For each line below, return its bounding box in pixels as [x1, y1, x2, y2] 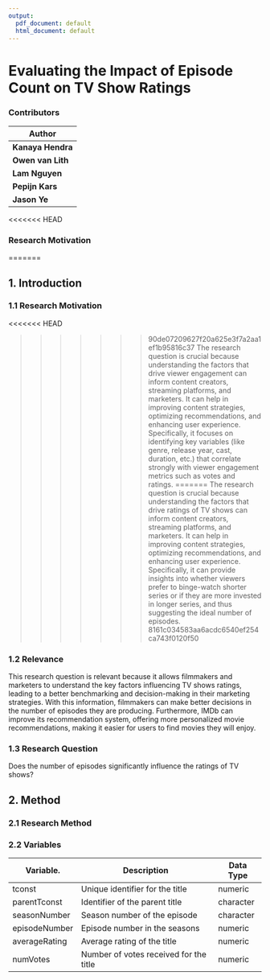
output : [8, 11, 35, 20]
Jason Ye [12, 194, 49, 205]
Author [28, 128, 57, 139]
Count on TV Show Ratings [8, 78, 191, 97]
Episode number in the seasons [80, 923, 200, 934]
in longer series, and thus [148, 599, 233, 608]
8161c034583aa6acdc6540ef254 [148, 624, 260, 634]
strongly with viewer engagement [148, 462, 260, 471]
